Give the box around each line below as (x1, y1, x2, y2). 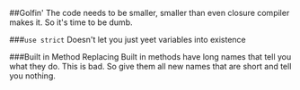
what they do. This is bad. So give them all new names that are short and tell (9, 61, 292, 71)
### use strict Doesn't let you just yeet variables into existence (9, 35, 246, 45)
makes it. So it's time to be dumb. (9, 17, 133, 28)
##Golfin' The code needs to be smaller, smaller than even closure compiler (9, 8, 290, 18)
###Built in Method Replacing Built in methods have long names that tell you (9, 52, 292, 61)
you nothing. (9, 70, 57, 81)
